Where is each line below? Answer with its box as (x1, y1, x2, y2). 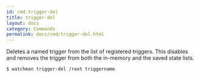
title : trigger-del (6, 15, 56, 21)
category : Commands (6, 25, 56, 32)
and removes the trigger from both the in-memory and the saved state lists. (6, 54, 195, 62)
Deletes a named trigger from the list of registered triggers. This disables (6, 48, 188, 55)
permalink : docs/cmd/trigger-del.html (6, 31, 104, 37)
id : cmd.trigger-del (6, 8, 59, 15)
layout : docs (6, 20, 39, 26)
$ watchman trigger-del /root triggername (6, 66, 115, 73)
